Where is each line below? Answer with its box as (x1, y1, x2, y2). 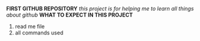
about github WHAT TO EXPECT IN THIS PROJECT (6, 11, 133, 18)
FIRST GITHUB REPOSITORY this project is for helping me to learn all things (6, 5, 194, 12)
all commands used (14, 29, 64, 36)
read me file (14, 23, 45, 30)
